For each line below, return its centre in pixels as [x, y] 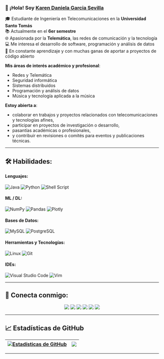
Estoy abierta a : [21, 106]
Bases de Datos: [22, 220]
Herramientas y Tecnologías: [35, 242]
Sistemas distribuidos [34, 85]
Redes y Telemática [32, 75]
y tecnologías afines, [33, 120]
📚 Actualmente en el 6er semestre [41, 31]
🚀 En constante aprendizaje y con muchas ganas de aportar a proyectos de [81, 51]
